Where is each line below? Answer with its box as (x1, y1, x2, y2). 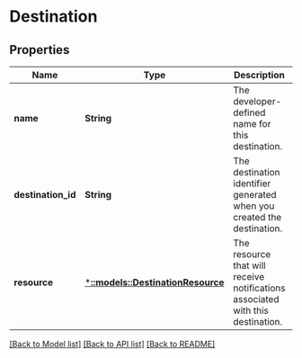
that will (233, 259, 267, 272)
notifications (233, 282, 286, 294)
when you (233, 200, 275, 212)
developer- (233, 95, 282, 107)
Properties (9, 42, 70, 58)
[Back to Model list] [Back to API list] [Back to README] (9, 339, 216, 349)
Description (233, 69, 285, 81)
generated (233, 189, 277, 201)
